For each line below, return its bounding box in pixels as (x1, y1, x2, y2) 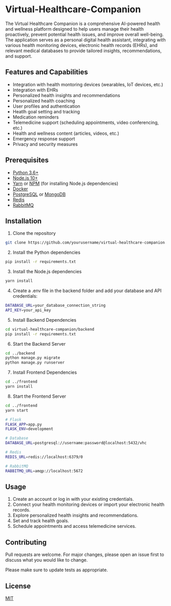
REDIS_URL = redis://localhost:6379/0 (5, 454, 83, 459)
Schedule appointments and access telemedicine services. (12, 523, 136, 529)
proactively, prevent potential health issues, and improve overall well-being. (5, 31, 164, 37)
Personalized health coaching (12, 98, 75, 104)
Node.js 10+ (12, 175, 38, 181)
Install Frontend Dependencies (12, 369, 77, 376)
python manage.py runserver (5, 360, 65, 366)
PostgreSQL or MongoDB (12, 191, 66, 197)
